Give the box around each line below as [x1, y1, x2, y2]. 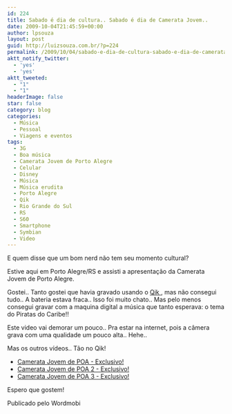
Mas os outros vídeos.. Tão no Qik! [7, 344, 106, 352]
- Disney [13, 171, 39, 178]
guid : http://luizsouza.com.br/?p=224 [7, 42, 119, 49]
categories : [7, 113, 41, 120]
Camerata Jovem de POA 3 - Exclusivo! [17, 373, 130, 381]
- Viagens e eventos [13, 132, 72, 139]
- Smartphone [13, 222, 51, 229]
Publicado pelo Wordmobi [7, 399, 81, 408]
